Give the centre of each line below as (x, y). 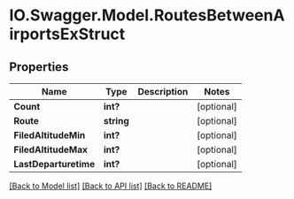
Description (163, 92)
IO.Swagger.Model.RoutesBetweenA (147, 15)
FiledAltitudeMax (51, 149)
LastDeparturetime (54, 164)
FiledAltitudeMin (50, 135)
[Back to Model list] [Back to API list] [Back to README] (111, 186)
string (116, 121)
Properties (39, 67)
